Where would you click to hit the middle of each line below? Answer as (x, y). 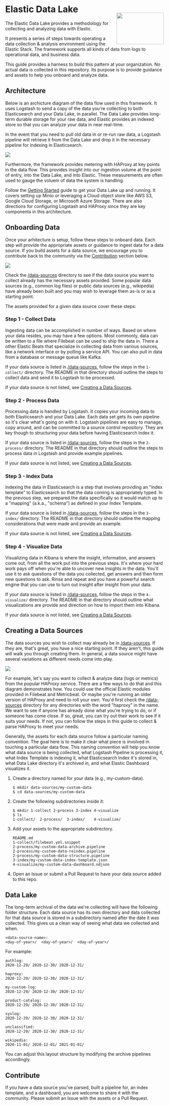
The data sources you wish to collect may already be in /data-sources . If (80, 643)
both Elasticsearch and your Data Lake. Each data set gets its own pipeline (82, 417)
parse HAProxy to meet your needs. (42, 726)
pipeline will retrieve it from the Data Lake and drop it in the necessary (78, 139)
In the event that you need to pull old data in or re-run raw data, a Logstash (83, 134)
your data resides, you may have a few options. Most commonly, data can (82, 335)
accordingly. (18, 1060)
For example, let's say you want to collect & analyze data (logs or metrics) (82, 678)
